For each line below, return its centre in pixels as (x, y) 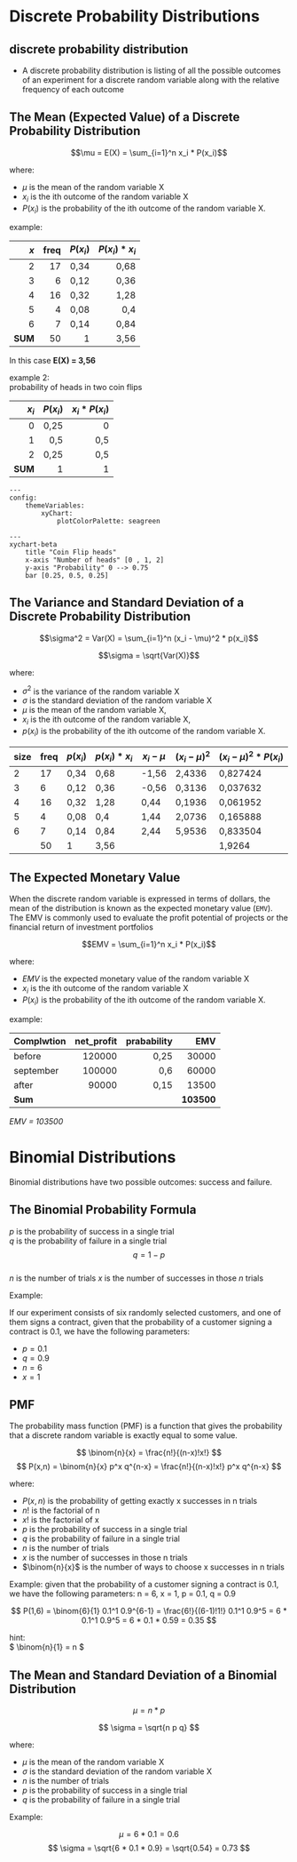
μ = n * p (149, 1710)
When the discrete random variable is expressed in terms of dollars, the (140, 899)
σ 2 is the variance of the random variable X (101, 691)
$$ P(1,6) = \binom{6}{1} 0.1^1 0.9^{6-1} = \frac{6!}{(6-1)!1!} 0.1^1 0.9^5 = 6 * (149, 1611)
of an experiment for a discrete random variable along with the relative (151, 80)
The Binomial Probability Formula (103, 1210)
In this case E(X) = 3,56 (52, 360)
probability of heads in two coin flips (76, 387)
